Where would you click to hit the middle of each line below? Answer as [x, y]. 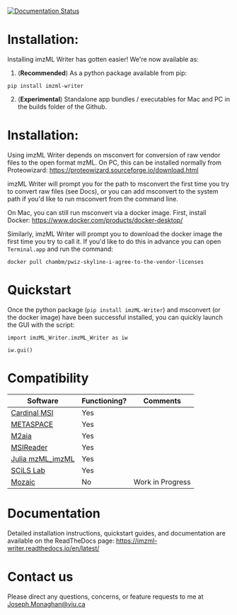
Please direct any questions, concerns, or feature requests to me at [105, 597]
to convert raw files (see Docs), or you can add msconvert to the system [113, 191]
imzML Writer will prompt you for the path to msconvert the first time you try [118, 184]
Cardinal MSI [32, 413]
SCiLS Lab [28, 470]
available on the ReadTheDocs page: [61, 541]
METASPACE [32, 424]
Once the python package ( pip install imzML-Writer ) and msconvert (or [114, 309]
